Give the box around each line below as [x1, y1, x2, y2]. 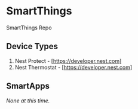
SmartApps [6, 81, 50, 91]
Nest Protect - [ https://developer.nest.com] [14, 57, 122, 64]
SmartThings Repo [6, 24, 52, 31]
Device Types [6, 41, 59, 52]
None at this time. [6, 97, 50, 104]
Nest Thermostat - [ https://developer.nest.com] [14, 63, 133, 71]
